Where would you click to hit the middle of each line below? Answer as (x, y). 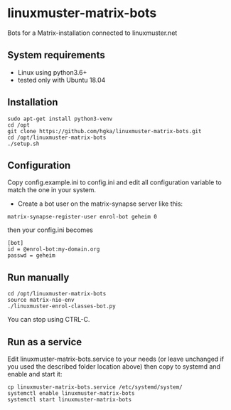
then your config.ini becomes (50, 230)
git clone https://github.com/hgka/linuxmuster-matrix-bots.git (104, 131)
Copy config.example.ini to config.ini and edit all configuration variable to (114, 182)
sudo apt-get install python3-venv (60, 119)
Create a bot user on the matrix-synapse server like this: (100, 204)
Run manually (38, 277)
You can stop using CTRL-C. (49, 320)
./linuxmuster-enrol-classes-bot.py (61, 306)
